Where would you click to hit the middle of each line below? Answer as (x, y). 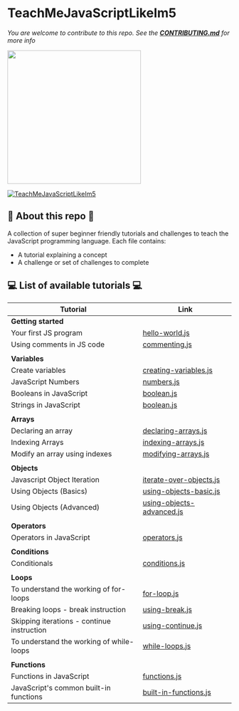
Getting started (37, 321)
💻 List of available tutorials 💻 (75, 286)
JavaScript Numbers (45, 381)
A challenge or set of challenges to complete (83, 262)
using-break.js (168, 609)
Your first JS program (47, 332)
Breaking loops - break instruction (69, 609)
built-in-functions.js (177, 692)
